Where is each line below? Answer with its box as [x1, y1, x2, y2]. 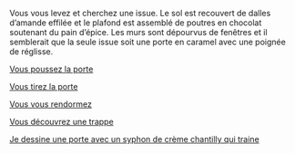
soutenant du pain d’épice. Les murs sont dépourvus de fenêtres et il [9, 27, 268, 37]
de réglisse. [9, 46, 54, 57]
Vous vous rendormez [9, 99, 93, 110]
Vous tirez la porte [9, 81, 78, 91]
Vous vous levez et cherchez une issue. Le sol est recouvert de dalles [9, 8, 271, 18]
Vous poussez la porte [9, 63, 94, 74]
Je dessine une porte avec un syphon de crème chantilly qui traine [9, 134, 259, 144]
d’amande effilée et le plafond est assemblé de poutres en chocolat [9, 17, 262, 28]
